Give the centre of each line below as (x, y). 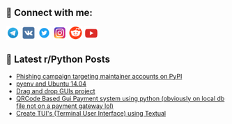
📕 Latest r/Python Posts (58, 60)
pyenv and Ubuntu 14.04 (51, 84)
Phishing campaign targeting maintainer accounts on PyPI (99, 76)
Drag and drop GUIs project (55, 91)
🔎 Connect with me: (49, 13)
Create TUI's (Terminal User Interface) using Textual (91, 113)
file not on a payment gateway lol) (64, 106)
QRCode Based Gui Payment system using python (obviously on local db (120, 98)
